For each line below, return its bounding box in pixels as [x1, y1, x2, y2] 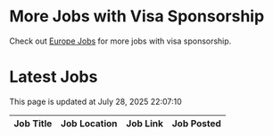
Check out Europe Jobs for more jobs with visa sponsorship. [9, 36, 232, 46]
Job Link [126, 117, 163, 130]
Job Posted [171, 117, 221, 130]
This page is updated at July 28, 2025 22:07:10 [9, 96, 183, 107]
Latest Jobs [9, 67, 98, 87]
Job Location [61, 117, 118, 130]
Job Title [13, 117, 53, 130]
